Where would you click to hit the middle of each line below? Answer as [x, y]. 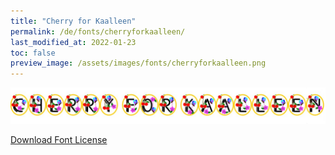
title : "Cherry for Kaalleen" [73, 21]
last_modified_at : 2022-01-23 [73, 42]
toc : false [33, 53]
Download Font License [59, 140]
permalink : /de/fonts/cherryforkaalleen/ [98, 31]
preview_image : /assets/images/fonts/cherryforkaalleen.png [138, 63]
